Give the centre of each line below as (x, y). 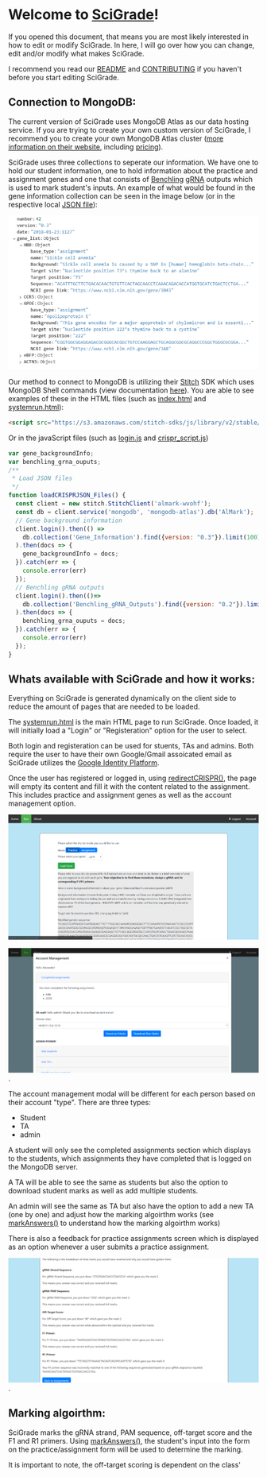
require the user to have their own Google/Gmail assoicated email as (120, 754)
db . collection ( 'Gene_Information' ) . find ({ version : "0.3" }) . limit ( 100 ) (142, 537)
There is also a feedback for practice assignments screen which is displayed (133, 1238)
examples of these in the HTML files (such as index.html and (107, 398)
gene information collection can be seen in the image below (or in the (122, 195)
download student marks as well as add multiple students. (103, 1190)
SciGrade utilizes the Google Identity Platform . (84, 763)
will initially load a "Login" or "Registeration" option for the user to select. (128, 731)
